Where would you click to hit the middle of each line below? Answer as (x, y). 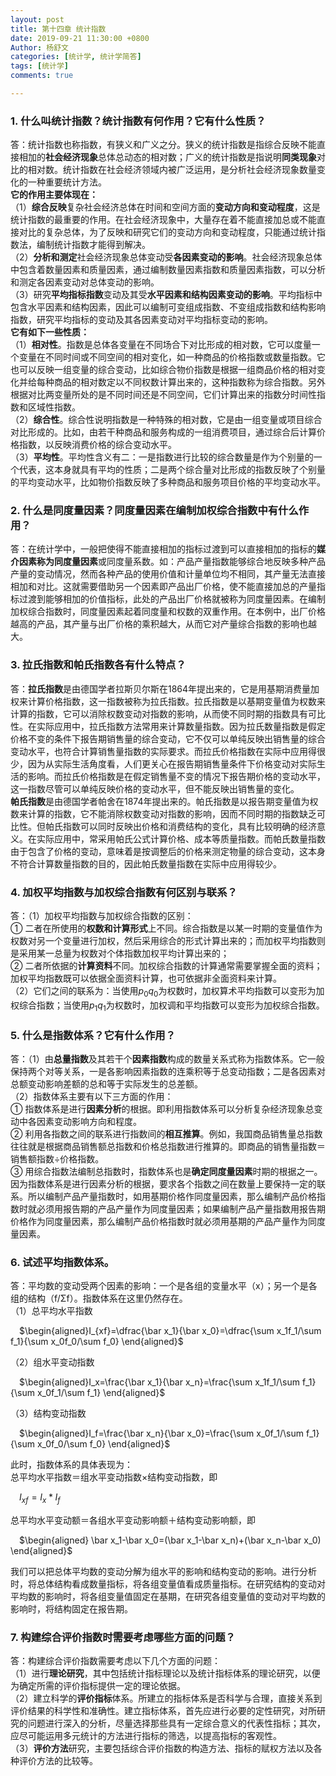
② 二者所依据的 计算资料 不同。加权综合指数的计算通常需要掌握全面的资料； (166, 966)
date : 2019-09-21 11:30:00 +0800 (80, 38)
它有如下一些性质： (50, 332)
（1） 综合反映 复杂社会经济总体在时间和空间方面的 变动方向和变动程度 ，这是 (165, 207)
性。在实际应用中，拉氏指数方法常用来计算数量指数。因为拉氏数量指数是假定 (168, 726)
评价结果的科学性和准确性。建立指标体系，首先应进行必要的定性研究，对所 (163, 1711)
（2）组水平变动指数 (52, 1362)
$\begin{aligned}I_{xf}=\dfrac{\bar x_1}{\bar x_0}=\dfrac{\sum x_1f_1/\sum (170, 1331)
